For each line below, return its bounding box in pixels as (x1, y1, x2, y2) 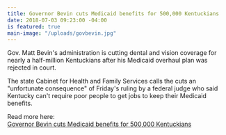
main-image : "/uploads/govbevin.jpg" (7, 29, 117, 37)
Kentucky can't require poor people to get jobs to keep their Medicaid (7, 92, 207, 100)
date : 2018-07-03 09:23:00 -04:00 (7, 17, 108, 24)
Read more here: (7, 113, 55, 121)
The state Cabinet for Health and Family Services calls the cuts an (7, 77, 197, 86)
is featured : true (7, 23, 60, 30)
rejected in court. (7, 63, 57, 72)
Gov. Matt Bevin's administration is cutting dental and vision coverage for (7, 49, 217, 57)
